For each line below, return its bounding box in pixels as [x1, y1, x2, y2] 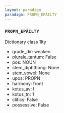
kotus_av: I [12, 86, 35, 92]
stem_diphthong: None [12, 64, 59, 70]
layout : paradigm [5, 7, 41, 13]
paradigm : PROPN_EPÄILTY [5, 12, 57, 17]
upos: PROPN [12, 75, 41, 81]
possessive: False [12, 101, 49, 108]
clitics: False [12, 96, 38, 102]
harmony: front [12, 80, 43, 86]
